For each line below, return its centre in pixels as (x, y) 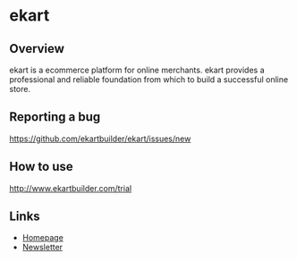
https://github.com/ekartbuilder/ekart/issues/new (100, 139)
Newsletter (42, 248)
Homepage (43, 238)
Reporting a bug (55, 117)
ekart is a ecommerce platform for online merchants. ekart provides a (137, 70)
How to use (41, 167)
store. (20, 89)
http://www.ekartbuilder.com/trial (71, 188)
